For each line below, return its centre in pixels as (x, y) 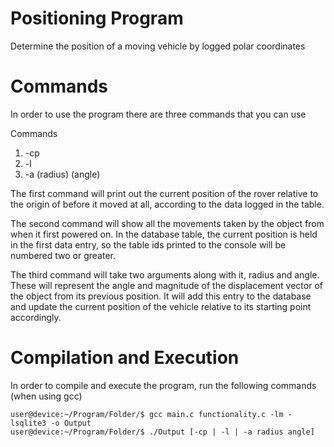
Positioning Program (97, 18)
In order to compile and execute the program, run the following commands (163, 385)
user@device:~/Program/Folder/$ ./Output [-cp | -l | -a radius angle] (162, 432)
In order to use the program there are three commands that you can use (158, 114)
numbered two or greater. (63, 255)
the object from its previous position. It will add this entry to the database (161, 296)
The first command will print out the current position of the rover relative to (164, 193)
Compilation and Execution (125, 358)
